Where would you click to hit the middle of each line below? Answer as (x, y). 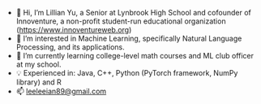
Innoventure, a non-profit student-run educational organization (121, 21)
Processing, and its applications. (70, 47)
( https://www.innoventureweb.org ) (74, 30)
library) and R (39, 82)
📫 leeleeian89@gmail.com (61, 91)
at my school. (39, 64)
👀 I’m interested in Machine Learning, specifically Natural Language (129, 38)
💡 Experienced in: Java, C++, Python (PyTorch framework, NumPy (127, 73)
